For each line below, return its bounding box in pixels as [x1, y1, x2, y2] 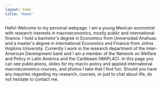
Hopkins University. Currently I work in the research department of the [5, 45, 146, 51]
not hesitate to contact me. [5, 76, 59, 82]
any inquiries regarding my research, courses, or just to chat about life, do [5, 71, 153, 77]
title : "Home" [5, 12, 34, 16]
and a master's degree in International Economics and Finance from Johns [5, 40, 154, 46]
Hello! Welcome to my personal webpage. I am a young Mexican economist [5, 25, 155, 30]
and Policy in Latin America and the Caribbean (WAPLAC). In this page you [5, 56, 154, 61]
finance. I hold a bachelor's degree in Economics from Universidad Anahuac [5, 35, 157, 41]
